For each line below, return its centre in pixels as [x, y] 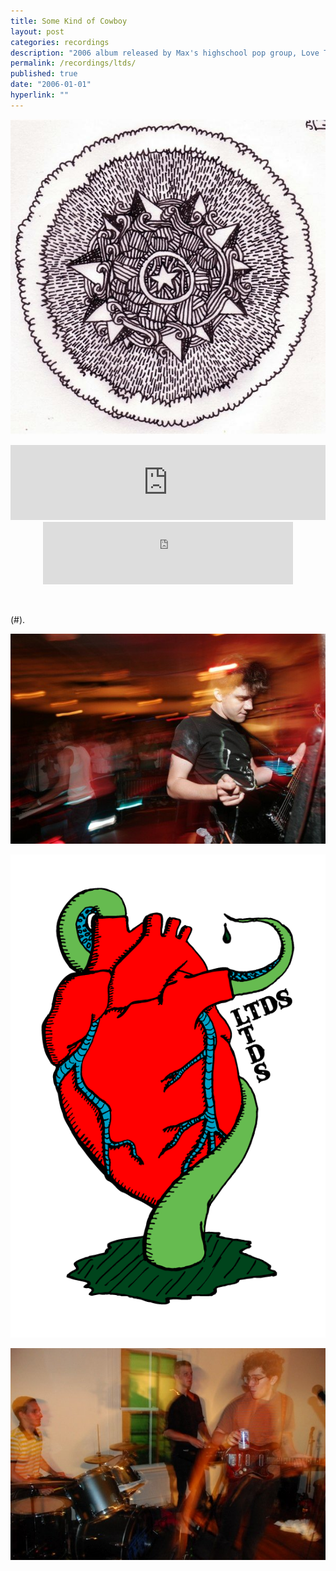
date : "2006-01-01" [51, 85]
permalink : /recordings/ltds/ [73, 63]
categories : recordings [60, 42]
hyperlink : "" [40, 95]
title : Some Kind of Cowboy [69, 21]
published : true [44, 74]
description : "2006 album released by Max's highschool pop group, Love [165, 53]
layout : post [37, 31]
